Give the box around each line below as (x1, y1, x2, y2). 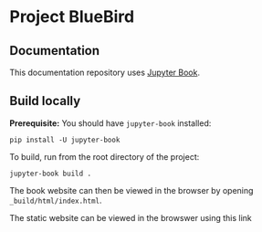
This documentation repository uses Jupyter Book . (9, 67, 201, 78)
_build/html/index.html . (9, 195, 102, 206)
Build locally (9, 93, 81, 109)
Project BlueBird (9, 6, 135, 27)
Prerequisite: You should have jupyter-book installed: (9, 117, 212, 129)
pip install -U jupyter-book (9, 135, 121, 144)
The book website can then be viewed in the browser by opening (9, 185, 254, 195)
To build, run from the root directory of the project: (9, 151, 200, 162)
